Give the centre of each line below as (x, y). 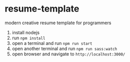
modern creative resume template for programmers (58, 23)
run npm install (29, 38)
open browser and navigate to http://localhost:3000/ (69, 54)
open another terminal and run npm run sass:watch (64, 48)
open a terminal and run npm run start (52, 43)
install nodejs (26, 32)
